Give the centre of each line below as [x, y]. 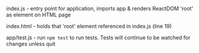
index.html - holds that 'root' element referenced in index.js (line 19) [89, 26]
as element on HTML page [39, 15]
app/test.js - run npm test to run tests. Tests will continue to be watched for [98, 37]
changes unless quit [31, 44]
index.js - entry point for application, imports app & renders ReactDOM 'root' [100, 9]
